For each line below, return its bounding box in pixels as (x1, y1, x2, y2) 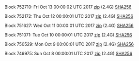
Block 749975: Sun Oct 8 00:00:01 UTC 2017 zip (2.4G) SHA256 (4, 50, 133, 56)
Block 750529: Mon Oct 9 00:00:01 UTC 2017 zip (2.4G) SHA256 (4, 41, 134, 47)
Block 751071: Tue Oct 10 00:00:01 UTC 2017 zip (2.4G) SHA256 (4, 32, 132, 37)
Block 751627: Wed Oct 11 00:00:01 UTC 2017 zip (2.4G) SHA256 (4, 23, 134, 28)
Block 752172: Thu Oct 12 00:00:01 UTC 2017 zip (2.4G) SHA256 (4, 13, 134, 19)
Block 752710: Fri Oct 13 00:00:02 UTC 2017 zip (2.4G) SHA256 (4, 4, 132, 10)
